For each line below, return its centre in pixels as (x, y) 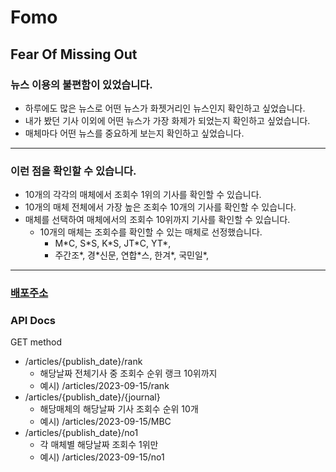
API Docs (33, 321)
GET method (36, 342)
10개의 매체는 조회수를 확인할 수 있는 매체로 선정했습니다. (151, 232)
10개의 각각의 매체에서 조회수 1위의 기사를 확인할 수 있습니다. (143, 195)
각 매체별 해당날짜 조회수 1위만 (99, 445)
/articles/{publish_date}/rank (83, 362)
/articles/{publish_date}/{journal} (92, 397)
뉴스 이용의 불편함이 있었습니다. (81, 84)
